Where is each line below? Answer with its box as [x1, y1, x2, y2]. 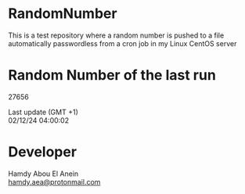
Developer [8, 143, 77, 161]
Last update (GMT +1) [8, 107, 78, 117]
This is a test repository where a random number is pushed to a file [8, 31, 225, 40]
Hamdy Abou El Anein [8, 169, 79, 178]
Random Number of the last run [8, 66, 217, 84]
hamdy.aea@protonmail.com [8, 177, 101, 186]
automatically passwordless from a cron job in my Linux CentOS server [8, 38, 237, 48]
